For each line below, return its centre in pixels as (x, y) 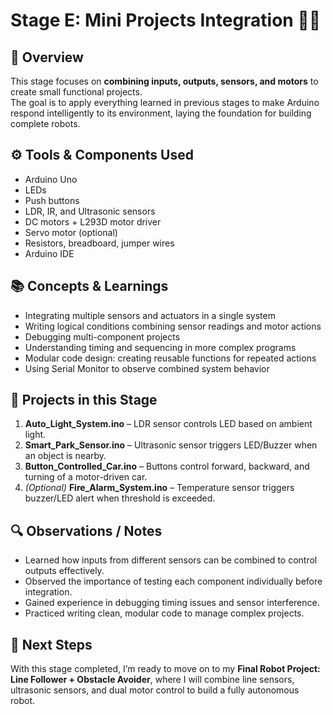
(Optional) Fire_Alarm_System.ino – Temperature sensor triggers (159, 488)
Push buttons (52, 200)
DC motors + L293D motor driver (93, 221)
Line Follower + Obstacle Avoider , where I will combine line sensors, (152, 680)
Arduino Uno (51, 179)
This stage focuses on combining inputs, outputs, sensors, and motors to (164, 81)
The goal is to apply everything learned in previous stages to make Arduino (165, 102)
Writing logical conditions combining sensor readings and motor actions (173, 326)
